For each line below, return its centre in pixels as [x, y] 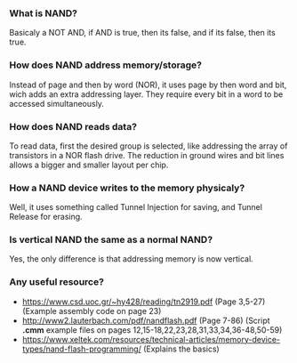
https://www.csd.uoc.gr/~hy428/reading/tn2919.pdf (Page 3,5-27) [144, 302]
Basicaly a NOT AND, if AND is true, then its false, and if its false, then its [142, 33]
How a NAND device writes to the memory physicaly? [127, 188]
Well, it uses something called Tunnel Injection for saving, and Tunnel [136, 207]
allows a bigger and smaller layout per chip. [89, 165]
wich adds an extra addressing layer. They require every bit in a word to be [146, 94]
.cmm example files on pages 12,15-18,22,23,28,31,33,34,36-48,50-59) [152, 330]
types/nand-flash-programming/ [82, 349]
